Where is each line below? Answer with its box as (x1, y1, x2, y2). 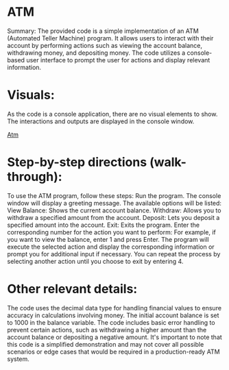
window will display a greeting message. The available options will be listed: (7, 199, 221, 207)
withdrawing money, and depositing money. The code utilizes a (7, 49, 186, 57)
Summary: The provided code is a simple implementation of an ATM (7, 27, 199, 35)
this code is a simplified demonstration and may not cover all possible (7, 340, 204, 348)
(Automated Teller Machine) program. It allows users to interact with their (7, 34, 214, 42)
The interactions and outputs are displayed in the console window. (7, 117, 195, 125)
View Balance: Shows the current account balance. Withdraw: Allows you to (7, 206, 221, 214)
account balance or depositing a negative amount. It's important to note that (7, 333, 223, 341)
